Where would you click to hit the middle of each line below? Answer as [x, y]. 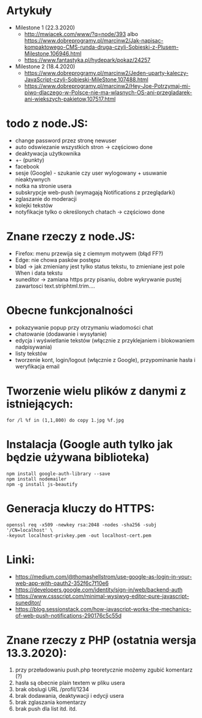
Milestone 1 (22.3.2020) [45, 27]
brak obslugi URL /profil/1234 [52, 689]
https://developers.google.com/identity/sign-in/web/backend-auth [99, 589]
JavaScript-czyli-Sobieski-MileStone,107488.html [86, 79]
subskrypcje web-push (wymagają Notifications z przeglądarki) [95, 192]
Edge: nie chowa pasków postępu [58, 259]
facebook [27, 166]
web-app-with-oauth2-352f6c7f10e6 [62, 583]
